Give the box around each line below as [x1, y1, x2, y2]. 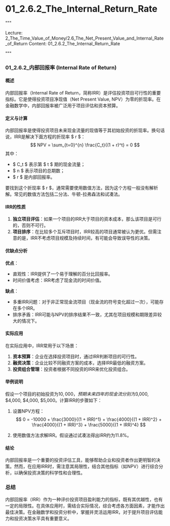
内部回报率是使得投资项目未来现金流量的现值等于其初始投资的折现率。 [5, 128, 152, 134]
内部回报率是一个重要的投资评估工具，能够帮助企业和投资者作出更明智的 [5, 457, 156, 463]
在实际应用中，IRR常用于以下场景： [5, 343, 79, 349]
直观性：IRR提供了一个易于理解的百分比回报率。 [12, 270, 113, 277]
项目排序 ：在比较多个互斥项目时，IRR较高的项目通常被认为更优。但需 [12, 229, 157, 235]
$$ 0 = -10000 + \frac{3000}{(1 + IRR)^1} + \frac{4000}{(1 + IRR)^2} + [16, 416, 162, 422]
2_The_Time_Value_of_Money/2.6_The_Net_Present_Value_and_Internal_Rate [5, 35, 164, 41]
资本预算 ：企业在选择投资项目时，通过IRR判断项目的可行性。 [12, 353, 140, 359]
